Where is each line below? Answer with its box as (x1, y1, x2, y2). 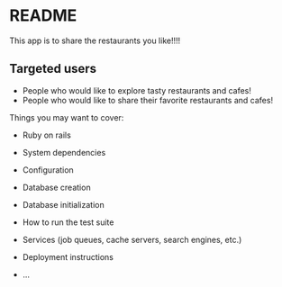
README (9, 5, 77, 26)
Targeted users (9, 61, 97, 76)
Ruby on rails (22, 130, 72, 140)
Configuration (22, 164, 74, 175)
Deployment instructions (22, 251, 114, 262)
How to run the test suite (22, 217, 114, 228)
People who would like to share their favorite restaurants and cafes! (22, 94, 273, 105)
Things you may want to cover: (9, 112, 124, 122)
